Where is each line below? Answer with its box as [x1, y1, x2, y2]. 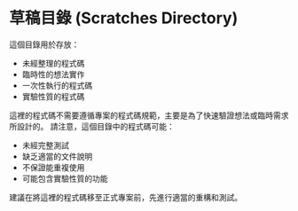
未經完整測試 [21, 139, 69, 151]
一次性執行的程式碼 [21, 80, 93, 90]
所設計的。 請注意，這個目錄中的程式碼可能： [9, 121, 175, 131]
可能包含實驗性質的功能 [21, 173, 108, 184]
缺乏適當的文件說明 [21, 151, 93, 161]
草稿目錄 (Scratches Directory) [9, 8, 239, 28]
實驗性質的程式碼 [21, 90, 85, 102]
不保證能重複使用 [21, 161, 85, 173]
